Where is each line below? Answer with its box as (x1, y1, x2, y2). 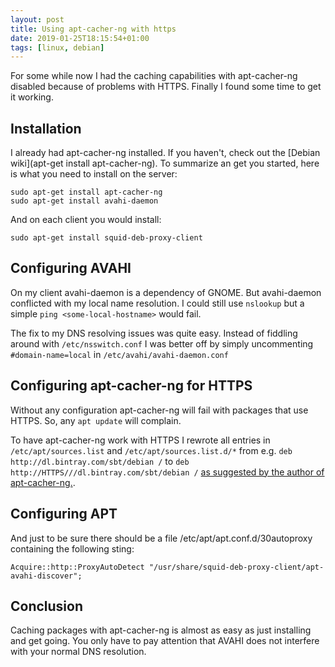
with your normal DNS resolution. (10, 646, 147, 658)
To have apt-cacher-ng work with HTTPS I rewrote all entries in (10, 434, 271, 446)
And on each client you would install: (10, 214, 162, 226)
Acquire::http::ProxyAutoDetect (10, 562, 145, 572)
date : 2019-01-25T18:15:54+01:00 (10, 33, 150, 43)
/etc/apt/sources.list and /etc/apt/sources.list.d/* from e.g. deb (10, 444, 293, 456)
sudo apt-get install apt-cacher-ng (10, 187, 163, 198)
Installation (10, 120, 82, 137)
